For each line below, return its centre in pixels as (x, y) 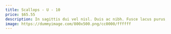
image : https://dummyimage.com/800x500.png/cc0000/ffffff (68, 24)
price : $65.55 (20, 14)
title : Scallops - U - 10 (33, 10)
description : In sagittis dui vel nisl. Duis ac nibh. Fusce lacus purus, (87, 19)
